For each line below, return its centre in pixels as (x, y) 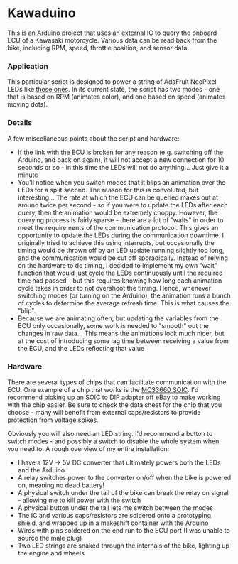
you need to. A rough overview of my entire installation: (88, 448)
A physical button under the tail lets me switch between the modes (115, 508)
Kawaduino (42, 13)
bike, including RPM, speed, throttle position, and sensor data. (98, 48)
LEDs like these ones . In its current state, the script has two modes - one (114, 90)
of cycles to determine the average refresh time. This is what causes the (123, 303)
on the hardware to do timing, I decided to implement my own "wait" (118, 265)
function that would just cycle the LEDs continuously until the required (120, 273)
